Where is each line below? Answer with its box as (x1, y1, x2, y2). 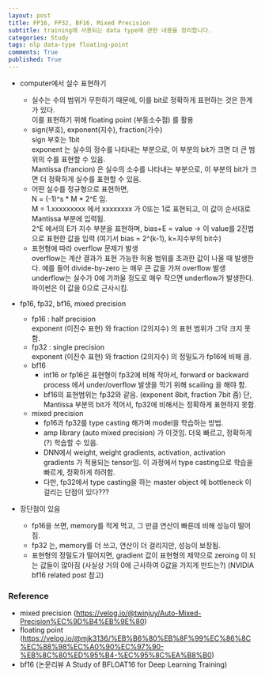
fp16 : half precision (31, 314, 97, 323)
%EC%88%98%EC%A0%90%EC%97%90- (19, 642, 165, 652)
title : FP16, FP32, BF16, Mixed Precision (8, 19, 150, 27)
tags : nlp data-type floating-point (8, 41, 129, 49)
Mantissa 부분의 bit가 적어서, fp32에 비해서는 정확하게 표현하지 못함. (43, 399, 257, 409)
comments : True (8, 48, 59, 56)
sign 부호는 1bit (31, 134, 80, 144)
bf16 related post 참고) (31, 570, 104, 580)
